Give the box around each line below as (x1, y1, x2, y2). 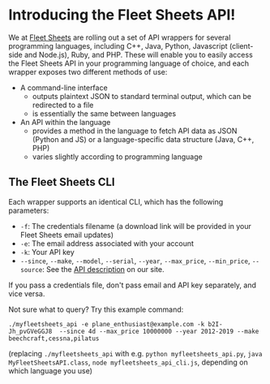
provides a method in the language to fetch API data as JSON (32, 126, 238, 136)
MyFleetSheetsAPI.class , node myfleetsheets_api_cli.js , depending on (8, 357, 249, 367)
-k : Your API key (19, 247, 75, 257)
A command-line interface (19, 83, 108, 93)
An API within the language (19, 117, 111, 127)
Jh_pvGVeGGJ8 (8, 327, 53, 335)
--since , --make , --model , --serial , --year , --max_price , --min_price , (19, 256, 251, 265)
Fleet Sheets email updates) (19, 230, 114, 239)
